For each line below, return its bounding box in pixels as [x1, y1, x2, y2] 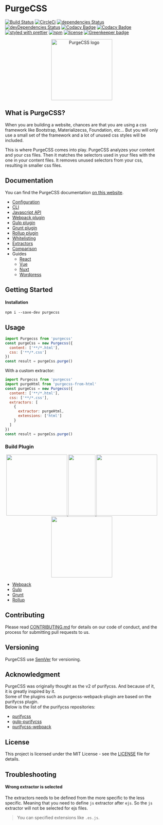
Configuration [12, 199, 40, 205]
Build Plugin [5, 443, 34, 450]
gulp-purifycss [12, 719, 42, 724]
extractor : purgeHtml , [18, 409, 64, 414]
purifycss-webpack [12, 724, 52, 730]
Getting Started [5, 285, 53, 294]
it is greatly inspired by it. [5, 688, 56, 694]
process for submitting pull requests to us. [5, 629, 90, 635]
